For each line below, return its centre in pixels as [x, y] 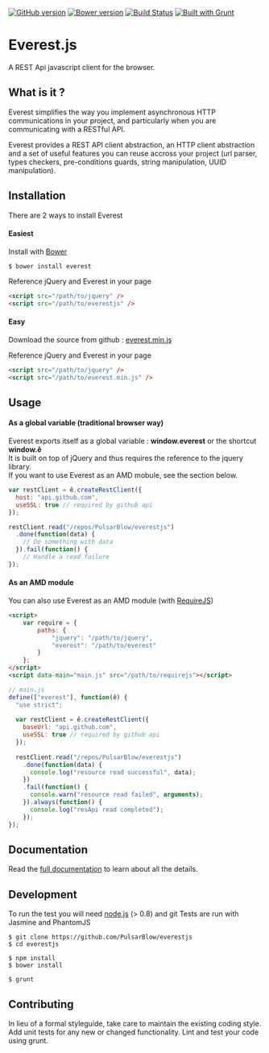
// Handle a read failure [66, 557]
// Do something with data [68, 542]
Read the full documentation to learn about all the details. [103, 869]
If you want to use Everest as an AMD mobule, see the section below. [123, 475]
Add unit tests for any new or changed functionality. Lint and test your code [134, 1032]
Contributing [41, 1004]
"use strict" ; [39, 705]
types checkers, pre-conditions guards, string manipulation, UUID [118, 162]
